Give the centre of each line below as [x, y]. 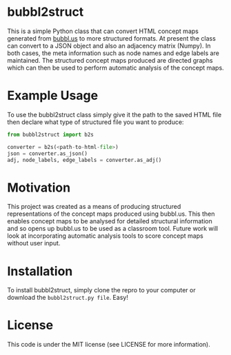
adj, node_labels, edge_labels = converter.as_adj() [84, 160]
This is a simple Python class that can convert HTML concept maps [103, 31]
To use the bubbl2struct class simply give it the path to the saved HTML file [114, 114]
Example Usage [53, 95]
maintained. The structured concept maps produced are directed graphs [110, 60]
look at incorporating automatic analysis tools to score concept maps [105, 236]
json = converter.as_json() [48, 153]
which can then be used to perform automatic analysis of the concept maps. [115, 68]
